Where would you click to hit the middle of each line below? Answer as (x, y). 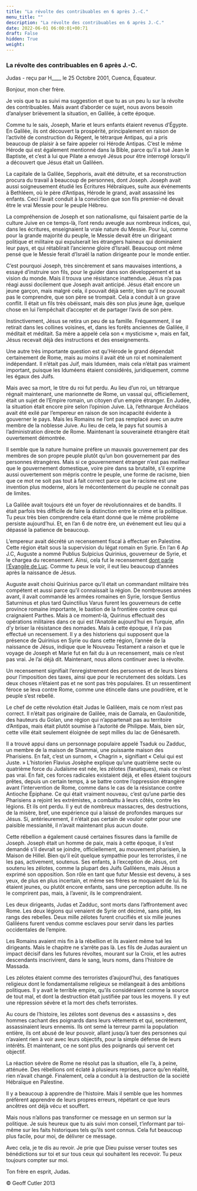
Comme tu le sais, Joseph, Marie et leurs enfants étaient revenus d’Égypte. (97, 125)
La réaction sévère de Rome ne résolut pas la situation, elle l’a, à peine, (92, 1064)
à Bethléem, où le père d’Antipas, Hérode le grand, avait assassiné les (90, 193)
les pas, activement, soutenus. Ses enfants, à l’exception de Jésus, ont (92, 862)
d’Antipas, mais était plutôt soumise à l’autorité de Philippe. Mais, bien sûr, (96, 726)
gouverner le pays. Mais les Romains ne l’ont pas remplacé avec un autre (95, 419)
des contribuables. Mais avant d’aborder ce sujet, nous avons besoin (89, 107)
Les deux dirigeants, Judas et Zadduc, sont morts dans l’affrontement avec (97, 905)
